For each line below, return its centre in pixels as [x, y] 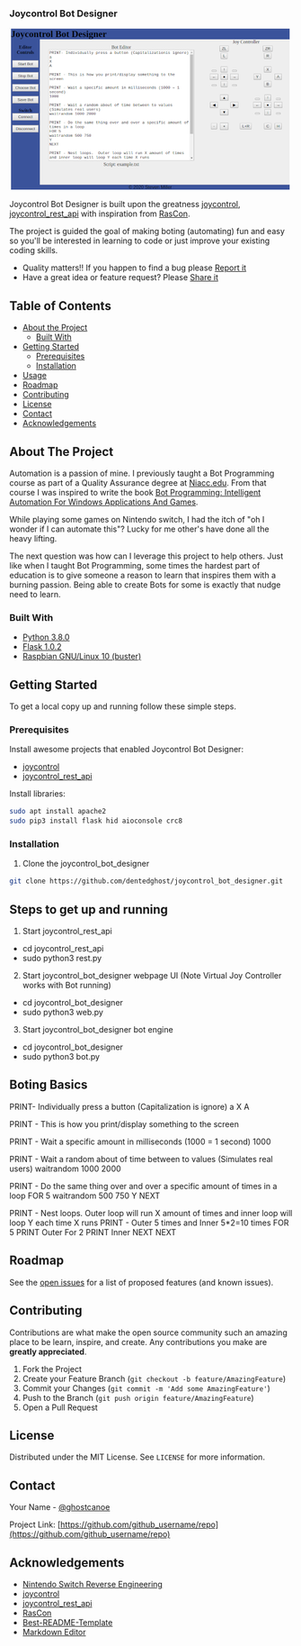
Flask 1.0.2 [42, 647]
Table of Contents [61, 306]
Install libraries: [37, 794]
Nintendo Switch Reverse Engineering [93, 1584]
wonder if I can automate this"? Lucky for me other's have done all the [139, 529]
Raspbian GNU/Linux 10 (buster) [82, 657]
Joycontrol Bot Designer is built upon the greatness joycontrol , [125, 205]
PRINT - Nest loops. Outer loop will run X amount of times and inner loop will [151, 1213]
